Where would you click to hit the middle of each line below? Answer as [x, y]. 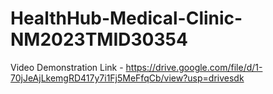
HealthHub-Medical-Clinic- [126, 18]
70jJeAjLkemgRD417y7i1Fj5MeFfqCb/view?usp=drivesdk [127, 78]
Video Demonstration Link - [67, 67]
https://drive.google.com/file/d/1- [194, 67]
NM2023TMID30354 [99, 39]
